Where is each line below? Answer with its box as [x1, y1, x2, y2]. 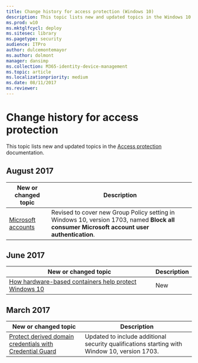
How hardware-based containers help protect [9, 278, 137, 286]
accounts [9, 223, 35, 231]
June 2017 [6, 250, 45, 260]
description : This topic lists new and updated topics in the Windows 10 [6, 14, 192, 20]
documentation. [6, 148, 45, 156]
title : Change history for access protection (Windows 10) [6, 8, 154, 15]
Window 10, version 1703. [84, 347, 159, 355]
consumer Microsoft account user [51, 223, 149, 231]
